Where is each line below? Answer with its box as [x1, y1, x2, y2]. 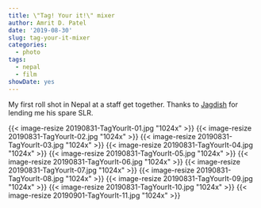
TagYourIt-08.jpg [8, 173, 64, 183]
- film [15, 70, 37, 78]
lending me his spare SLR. [8, 108, 94, 117]
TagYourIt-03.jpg [8, 140, 64, 149]
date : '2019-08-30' [8, 26, 73, 34]
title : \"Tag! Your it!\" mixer [8, 11, 115, 20]
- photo [15, 48, 41, 56]
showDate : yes [8, 78, 56, 85]
